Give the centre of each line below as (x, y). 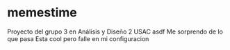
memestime (42, 13)
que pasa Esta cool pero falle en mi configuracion (78, 38)
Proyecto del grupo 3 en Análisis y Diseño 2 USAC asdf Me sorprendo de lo (115, 32)
